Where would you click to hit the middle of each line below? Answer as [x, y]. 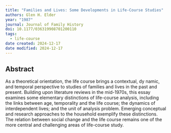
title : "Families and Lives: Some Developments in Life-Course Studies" [84, 10]
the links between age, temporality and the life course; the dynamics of [80, 103]
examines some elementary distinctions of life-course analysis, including [82, 98]
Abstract [20, 69]
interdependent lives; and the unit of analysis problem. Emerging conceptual [86, 109]
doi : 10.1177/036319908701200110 [41, 29]
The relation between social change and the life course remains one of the [84, 120]
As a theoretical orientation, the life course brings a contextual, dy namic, [83, 81]
